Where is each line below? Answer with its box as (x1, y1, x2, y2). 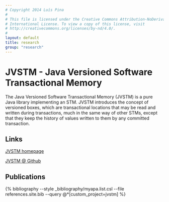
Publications (5, 172, 46, 181)
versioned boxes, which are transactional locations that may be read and (5, 104, 156, 111)
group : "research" (5, 45, 44, 50)
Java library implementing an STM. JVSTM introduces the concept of (5, 99, 149, 105)
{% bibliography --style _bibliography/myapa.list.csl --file (5, 186, 124, 192)
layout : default (5, 36, 39, 41)
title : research (5, 40, 39, 45)
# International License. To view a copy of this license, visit (5, 21, 145, 27)
